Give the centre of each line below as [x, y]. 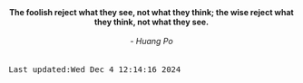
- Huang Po [151, 41]
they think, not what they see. [151, 22]
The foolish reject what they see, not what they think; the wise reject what [151, 12]
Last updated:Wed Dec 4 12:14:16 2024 [95, 69]
